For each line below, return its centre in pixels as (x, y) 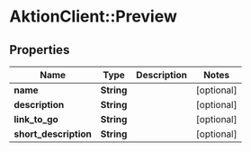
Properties (40, 50)
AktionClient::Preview (94, 17)
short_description (53, 134)
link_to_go (36, 119)
